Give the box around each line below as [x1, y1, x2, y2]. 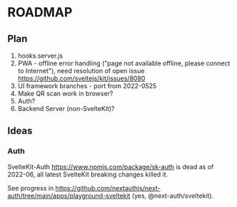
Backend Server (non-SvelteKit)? [17, 105, 116, 112]
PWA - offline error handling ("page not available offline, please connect [17, 59, 231, 68]
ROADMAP [7, 4, 73, 21]
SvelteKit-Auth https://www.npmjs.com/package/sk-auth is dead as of [7, 162, 214, 171]
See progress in [7, 184, 54, 192]
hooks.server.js [17, 51, 63, 60]
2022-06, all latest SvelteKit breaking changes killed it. [7, 170, 168, 179]
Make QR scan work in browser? [17, 90, 114, 97]
